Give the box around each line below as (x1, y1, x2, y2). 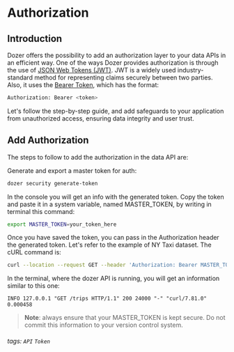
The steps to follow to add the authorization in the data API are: (7, 153, 189, 161)
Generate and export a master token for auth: (7, 166, 137, 175)
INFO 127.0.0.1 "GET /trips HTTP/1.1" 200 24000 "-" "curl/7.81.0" (7, 295, 208, 303)
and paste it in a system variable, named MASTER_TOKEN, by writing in (7, 200, 212, 208)
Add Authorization (7, 135, 89, 146)
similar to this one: (7, 282, 61, 290)
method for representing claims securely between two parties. (34, 73, 213, 82)
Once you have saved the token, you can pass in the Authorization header (7, 234, 219, 242)
